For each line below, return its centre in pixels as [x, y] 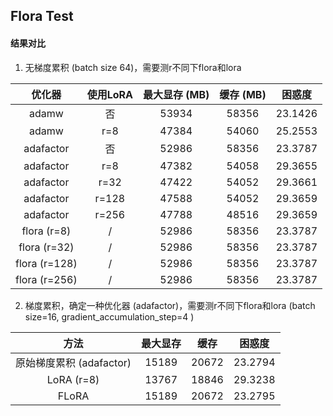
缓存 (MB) [243, 94]
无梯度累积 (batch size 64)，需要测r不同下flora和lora [133, 67]
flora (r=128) [46, 263]
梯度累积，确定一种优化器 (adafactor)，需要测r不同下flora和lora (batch [170, 305]
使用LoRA [110, 94]
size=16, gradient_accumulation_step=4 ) [109, 316]
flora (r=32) [46, 247]
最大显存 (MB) [176, 94]
